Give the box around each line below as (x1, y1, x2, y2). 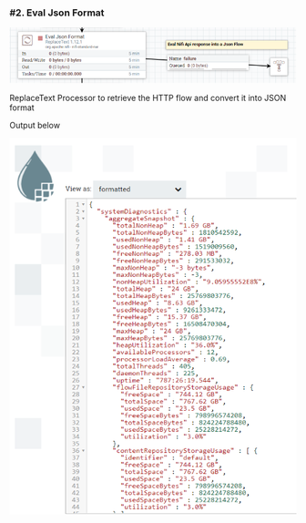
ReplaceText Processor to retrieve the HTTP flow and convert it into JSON (9, 93, 287, 104)
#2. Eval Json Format (9, 6, 105, 19)
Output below (9, 120, 61, 131)
